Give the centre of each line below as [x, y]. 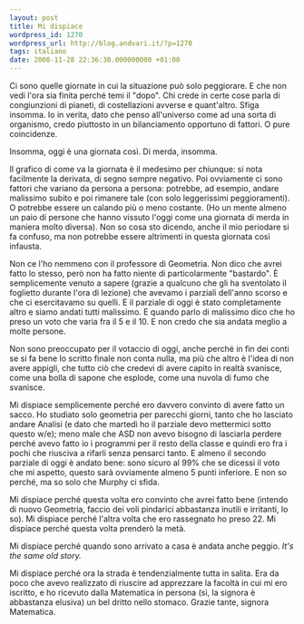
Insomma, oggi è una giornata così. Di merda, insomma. [113, 151]
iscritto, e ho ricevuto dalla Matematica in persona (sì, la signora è [132, 592]
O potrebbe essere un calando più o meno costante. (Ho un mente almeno [148, 208]
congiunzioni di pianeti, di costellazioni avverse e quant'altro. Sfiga [134, 105]
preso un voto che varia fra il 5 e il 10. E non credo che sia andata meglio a [148, 322]
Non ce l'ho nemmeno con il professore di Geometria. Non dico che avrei [146, 263]
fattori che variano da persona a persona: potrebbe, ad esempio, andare [144, 188]
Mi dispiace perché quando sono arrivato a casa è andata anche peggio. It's [152, 546]
